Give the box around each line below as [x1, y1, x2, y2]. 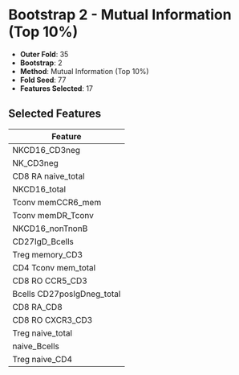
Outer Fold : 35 [19, 49, 69, 59]
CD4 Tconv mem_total [12, 262, 96, 273]
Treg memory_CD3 [12, 249, 83, 260]
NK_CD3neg [12, 157, 59, 168]
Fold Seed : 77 [19, 75, 67, 84]
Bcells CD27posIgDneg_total [12, 288, 121, 299]
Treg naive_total [12, 328, 73, 339]
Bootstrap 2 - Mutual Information [8, 6, 232, 24]
